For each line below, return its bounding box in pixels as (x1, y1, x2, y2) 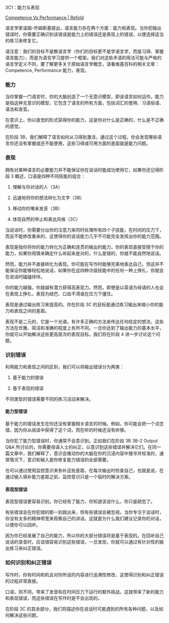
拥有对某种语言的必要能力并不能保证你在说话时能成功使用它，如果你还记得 (5, 166, 159, 173)
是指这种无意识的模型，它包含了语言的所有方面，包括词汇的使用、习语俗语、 (5, 100, 164, 106)
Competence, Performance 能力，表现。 (5, 67, 90, 73)
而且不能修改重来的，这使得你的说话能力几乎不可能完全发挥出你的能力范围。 (5, 233, 164, 239)
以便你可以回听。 (5, 522, 41, 528)
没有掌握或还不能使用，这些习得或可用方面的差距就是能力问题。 (18, 141, 151, 147)
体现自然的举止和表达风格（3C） (12, 216, 80, 222)
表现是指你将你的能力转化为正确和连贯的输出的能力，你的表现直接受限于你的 (5, 244, 164, 250)
